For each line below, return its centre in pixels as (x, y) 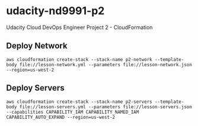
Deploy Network (37, 46)
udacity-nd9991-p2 (55, 11)
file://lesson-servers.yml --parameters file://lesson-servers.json (106, 107)
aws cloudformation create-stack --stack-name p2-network (79, 59)
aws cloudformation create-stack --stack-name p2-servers (79, 102)
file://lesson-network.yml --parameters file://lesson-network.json (106, 64)
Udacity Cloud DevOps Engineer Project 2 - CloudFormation (79, 27)
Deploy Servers (35, 88)
